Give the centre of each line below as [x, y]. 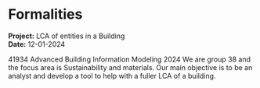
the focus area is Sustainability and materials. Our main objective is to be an [130, 67]
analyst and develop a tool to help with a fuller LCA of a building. [112, 76]
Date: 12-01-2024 [37, 44]
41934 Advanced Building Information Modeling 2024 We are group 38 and [130, 59]
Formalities [45, 14]
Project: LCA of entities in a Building [67, 36]
